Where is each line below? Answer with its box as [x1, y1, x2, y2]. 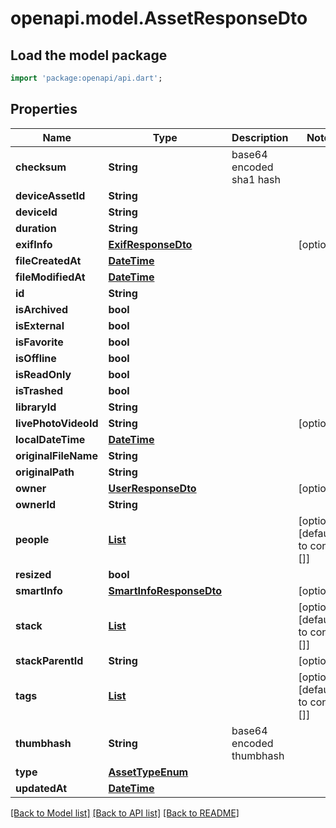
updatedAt [15, 781, 68, 795]
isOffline [15, 351, 57, 365]
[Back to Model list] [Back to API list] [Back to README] [10, 807, 240, 819]
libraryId [15, 400, 57, 414]
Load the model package [10, 47, 168, 64]
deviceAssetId [15, 188, 86, 202]
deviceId [15, 205, 58, 219]
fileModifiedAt [15, 270, 86, 284]
